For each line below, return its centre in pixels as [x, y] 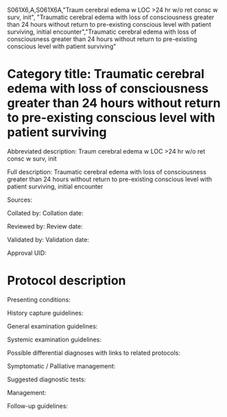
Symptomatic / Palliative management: [61, 366]
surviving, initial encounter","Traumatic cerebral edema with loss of [102, 32]
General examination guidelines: [52, 326]
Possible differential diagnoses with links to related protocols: [94, 353]
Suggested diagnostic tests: [47, 379]
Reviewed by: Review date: [45, 226]
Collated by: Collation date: [45, 213]
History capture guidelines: [45, 313]
